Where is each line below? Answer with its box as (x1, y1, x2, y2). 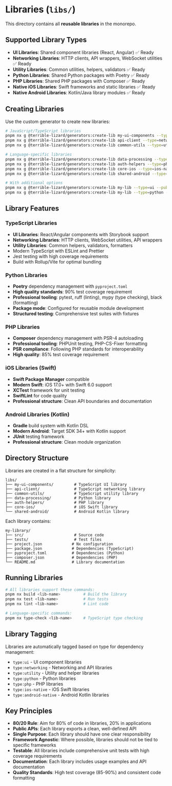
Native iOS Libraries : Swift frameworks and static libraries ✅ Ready (12, 83, 156, 90)
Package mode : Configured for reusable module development (12, 305, 144, 311)
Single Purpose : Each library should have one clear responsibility (12, 731, 151, 737)
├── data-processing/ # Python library (5, 495, 111, 500)
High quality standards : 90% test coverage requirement (12, 289, 132, 295)
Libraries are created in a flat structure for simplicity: (5, 467, 116, 474)
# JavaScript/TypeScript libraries (5, 128, 81, 133)
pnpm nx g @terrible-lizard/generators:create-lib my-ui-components (5, 133, 155, 138)
